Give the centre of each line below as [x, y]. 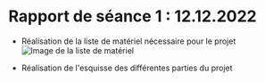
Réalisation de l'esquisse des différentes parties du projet [127, 68]
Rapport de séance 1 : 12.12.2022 [132, 16]
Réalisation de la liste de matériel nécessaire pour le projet [128, 41]
